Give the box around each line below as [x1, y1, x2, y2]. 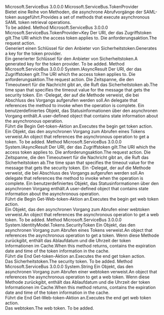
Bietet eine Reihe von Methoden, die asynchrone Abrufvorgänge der [5, 9, 143, 15]
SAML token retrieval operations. [5, 20, 71, 25]
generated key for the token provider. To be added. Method [5, 61, 125, 67]
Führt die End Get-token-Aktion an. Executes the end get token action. [5, 253, 146, 259]
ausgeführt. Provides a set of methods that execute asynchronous [17, 14, 150, 20]
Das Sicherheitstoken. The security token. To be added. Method [5, 258, 133, 264]
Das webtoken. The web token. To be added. [5, 305, 94, 311]
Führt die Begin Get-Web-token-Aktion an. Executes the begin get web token [5, 196, 159, 202]
